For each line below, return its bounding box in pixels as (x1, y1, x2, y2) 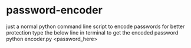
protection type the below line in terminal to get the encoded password (6, 29, 179, 36)
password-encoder (6, 4, 103, 17)
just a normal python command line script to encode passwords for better (6, 23, 185, 30)
